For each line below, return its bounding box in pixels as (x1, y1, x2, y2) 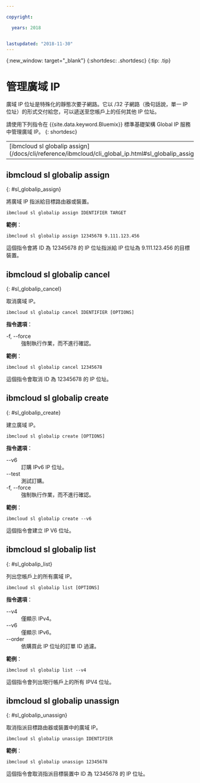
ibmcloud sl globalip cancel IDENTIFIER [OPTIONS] (6, 309, 135, 315)
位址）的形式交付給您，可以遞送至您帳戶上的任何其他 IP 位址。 (6, 108, 160, 115)
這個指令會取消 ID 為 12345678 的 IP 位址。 (6, 375, 112, 383)
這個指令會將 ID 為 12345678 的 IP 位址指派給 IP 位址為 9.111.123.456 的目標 (6, 244, 190, 251)
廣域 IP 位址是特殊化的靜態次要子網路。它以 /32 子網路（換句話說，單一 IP (6, 101, 188, 108)
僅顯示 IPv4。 (21, 615, 55, 622)
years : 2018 (11, 24, 42, 30)
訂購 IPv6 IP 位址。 (21, 463, 67, 470)
